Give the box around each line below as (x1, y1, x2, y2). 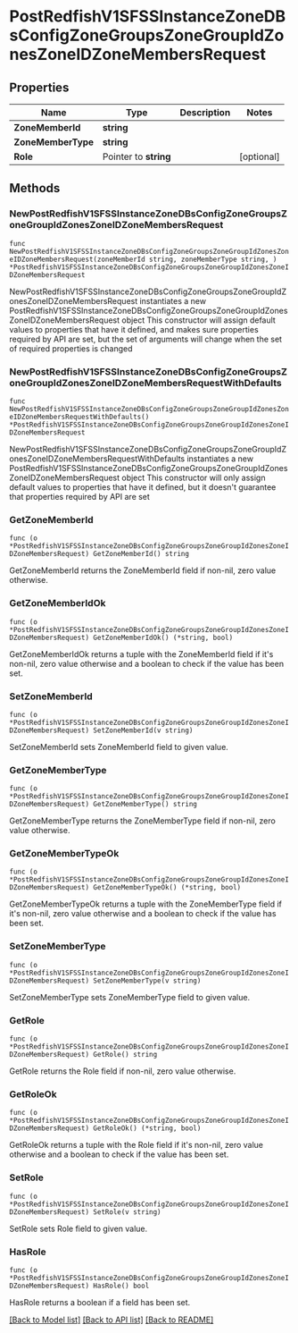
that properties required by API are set (9, 491, 150, 502)
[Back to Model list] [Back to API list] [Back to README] (9, 1314, 214, 1325)
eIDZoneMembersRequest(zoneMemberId (9, 255, 145, 264)
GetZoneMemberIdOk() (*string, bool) (93, 633, 234, 642)
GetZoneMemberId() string (93, 550, 190, 559)
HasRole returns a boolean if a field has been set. (9, 1296, 191, 1307)
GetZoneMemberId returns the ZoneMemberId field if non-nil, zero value (9, 565, 277, 576)
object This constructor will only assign (121, 472, 266, 483)
